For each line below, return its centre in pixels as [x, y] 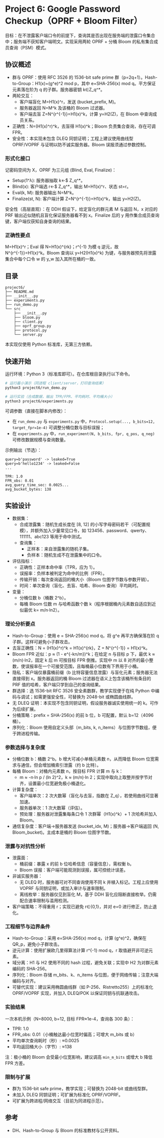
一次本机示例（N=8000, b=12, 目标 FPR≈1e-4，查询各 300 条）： [70, 1019]
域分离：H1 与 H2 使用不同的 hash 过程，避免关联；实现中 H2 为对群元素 [85, 963]
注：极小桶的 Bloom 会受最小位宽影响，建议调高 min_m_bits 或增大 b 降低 [79, 1057]
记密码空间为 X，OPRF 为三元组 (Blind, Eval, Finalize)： [61, 170]
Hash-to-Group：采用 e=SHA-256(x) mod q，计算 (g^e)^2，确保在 [79, 938]
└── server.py [28, 335]
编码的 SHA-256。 [31, 969]
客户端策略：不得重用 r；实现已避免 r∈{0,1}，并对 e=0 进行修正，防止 [82, 907]
